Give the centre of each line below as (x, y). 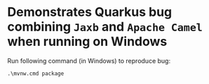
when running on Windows (87, 42)
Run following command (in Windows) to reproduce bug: (89, 60)
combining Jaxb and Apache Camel (105, 27)
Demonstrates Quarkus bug (90, 12)
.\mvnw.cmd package (36, 74)
